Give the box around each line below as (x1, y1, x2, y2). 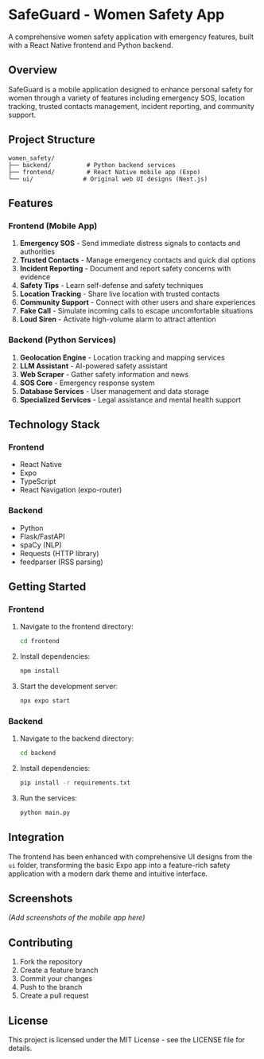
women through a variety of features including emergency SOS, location (8, 93, 245, 103)
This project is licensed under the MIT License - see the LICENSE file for (8, 1035, 245, 1045)
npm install (19, 667, 60, 676)
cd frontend (19, 637, 60, 645)
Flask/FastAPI (19, 531, 65, 541)
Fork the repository (19, 957, 83, 967)
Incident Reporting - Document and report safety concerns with (19, 264, 231, 274)
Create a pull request (19, 991, 89, 1000)
